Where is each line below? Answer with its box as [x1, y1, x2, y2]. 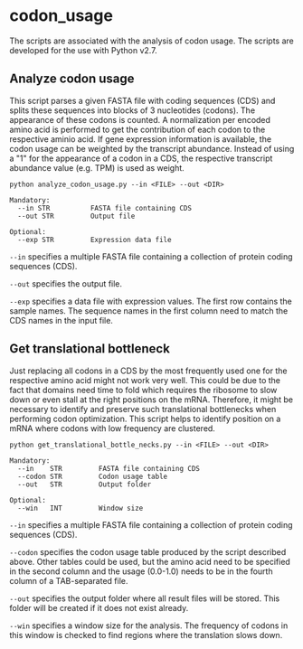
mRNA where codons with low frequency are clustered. [9, 422, 215, 434]
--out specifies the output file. [9, 277, 123, 289]
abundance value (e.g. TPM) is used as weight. [9, 162, 185, 173]
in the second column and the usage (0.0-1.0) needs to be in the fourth [9, 566, 273, 577]
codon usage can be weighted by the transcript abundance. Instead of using [9, 143, 295, 154]
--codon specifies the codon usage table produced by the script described [9, 546, 287, 557]
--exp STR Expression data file [17, 235, 172, 244]
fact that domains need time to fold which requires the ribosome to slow [9, 384, 278, 395]
